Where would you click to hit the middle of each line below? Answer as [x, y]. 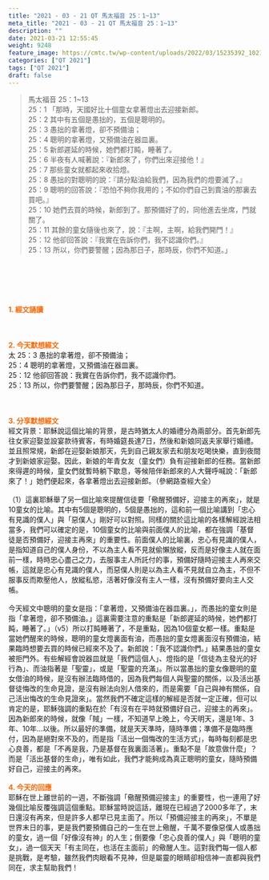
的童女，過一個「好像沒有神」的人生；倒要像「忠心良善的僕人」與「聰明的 [131, 837]
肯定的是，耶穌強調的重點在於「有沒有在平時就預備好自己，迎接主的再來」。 [133, 708]
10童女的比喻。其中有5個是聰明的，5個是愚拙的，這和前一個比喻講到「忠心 [132, 509]
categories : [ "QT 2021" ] [50, 61]
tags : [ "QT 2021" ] [39, 68]
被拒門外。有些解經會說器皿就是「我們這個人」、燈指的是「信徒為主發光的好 [133, 658]
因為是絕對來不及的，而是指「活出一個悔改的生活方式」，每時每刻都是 [136, 738]
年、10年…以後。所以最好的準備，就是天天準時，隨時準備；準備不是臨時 [127, 728]
